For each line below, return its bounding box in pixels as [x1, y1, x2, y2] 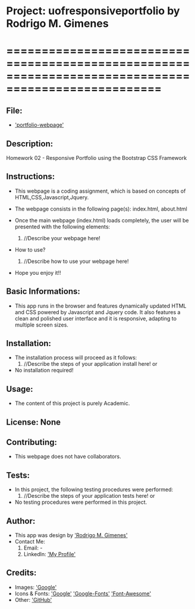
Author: [6, 516, 36, 526]
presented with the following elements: [14, 223, 111, 230]
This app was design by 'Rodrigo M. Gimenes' [14, 532, 128, 539]
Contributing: [6, 437, 58, 447]
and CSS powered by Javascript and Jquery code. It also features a [14, 308, 181, 316]
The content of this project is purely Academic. [14, 400, 130, 407]
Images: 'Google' [14, 583, 57, 591]
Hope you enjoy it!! [14, 269, 61, 276]
